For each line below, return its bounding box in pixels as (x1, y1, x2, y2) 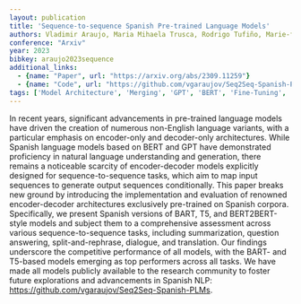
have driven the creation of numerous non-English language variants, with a (9, 122, 289, 133)
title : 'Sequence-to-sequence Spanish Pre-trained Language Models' (9, 22, 271, 30)
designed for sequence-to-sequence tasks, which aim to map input (9, 169, 258, 180)
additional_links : (9, 64, 78, 73)
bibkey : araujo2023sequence (9, 55, 115, 64)
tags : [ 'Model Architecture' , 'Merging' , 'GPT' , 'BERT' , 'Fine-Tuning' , (9, 88, 287, 97)
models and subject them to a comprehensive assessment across (29, 217, 271, 229)
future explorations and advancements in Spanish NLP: (9, 274, 212, 285)
